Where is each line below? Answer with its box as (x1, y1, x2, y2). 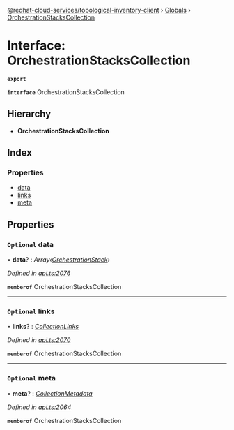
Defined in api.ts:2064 (7, 403, 72, 411)
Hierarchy (7, 108, 52, 120)
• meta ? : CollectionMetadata (7, 389, 93, 397)
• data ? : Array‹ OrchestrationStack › (7, 255, 110, 264)
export (7, 75, 26, 82)
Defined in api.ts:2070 (7, 336, 71, 344)
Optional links (7, 306, 55, 316)
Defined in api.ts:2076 (7, 269, 71, 278)
